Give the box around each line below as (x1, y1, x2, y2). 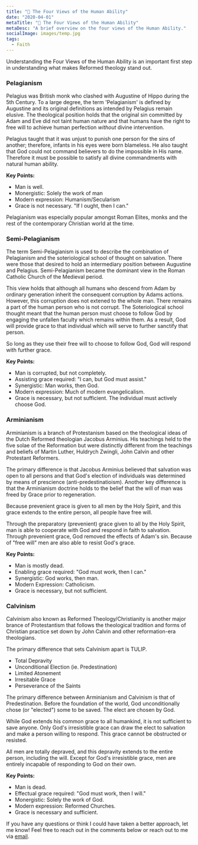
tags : (6, 36, 20, 42)
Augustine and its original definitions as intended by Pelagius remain (6, 105, 173, 112)
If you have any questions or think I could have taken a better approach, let (6, 820, 189, 827)
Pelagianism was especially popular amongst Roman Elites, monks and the (6, 214, 188, 221)
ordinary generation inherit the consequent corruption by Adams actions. (6, 291, 184, 298)
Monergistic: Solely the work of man (14, 190, 103, 197)
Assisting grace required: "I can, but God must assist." (14, 376, 147, 383)
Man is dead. (14, 783, 47, 791)
